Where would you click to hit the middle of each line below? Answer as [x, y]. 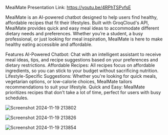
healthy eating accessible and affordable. [49, 44]
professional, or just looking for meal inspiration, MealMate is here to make [84, 39]
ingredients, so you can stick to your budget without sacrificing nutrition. [82, 71]
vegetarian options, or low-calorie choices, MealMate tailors [69, 82]
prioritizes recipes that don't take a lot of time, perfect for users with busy [83, 92]
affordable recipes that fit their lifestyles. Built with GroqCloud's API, [77, 23]
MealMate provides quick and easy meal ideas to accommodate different [82, 28]
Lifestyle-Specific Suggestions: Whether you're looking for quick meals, [81, 76]
